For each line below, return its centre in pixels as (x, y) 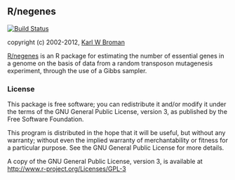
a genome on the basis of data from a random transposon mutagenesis (110, 63)
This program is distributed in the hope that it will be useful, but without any (116, 133)
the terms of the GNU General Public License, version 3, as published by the (117, 112)
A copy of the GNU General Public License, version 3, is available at (105, 162)
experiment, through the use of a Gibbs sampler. (77, 70)
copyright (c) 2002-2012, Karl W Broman (66, 42)
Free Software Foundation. (46, 120)
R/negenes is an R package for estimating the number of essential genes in (116, 56)
